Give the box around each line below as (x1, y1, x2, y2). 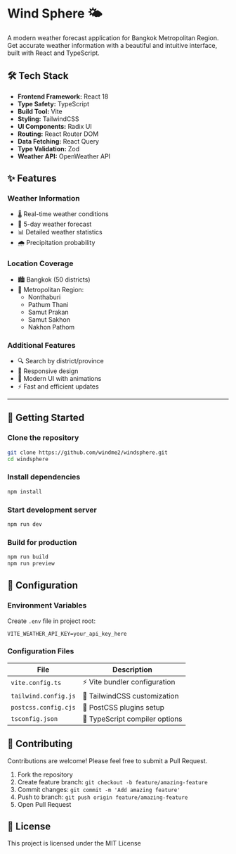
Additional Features (7, 340, 76, 350)
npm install (7, 488, 42, 495)
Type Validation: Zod (17, 144, 80, 153)
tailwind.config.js (11, 691, 76, 700)
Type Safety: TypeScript (17, 99, 90, 108)
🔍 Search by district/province (17, 357, 104, 365)
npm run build (7, 553, 49, 560)
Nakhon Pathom (27, 322, 75, 331)
